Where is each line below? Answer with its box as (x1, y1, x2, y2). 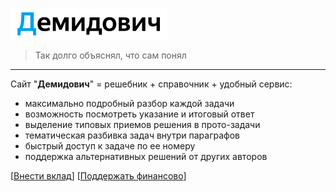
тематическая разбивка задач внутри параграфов (24, 129, 240, 141)
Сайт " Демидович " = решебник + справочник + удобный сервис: (10, 78, 293, 90)
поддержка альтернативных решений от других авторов (24, 151, 268, 162)
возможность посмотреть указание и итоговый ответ (24, 108, 255, 120)
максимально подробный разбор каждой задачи (24, 98, 235, 109)
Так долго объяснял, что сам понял (34, 49, 187, 61)
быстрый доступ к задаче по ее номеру (24, 140, 196, 152)
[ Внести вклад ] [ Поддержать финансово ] (10, 170, 187, 182)
